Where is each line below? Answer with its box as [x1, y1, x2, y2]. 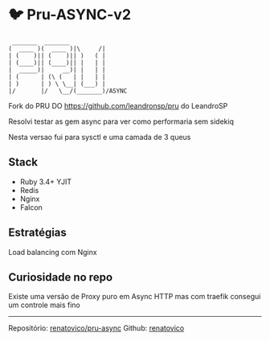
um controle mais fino [8, 300, 80, 310]
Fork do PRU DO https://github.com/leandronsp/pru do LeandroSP [8, 101, 228, 110]
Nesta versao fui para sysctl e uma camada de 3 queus [8, 132, 191, 142]
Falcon [19, 202, 43, 212]
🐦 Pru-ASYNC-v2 [8, 6, 131, 24]
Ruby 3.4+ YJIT [19, 177, 72, 187]
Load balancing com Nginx [8, 247, 98, 257]
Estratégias [8, 226, 67, 240]
